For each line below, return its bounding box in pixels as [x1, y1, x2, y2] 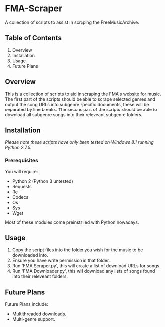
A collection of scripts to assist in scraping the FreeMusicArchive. [5, 19, 139, 25]
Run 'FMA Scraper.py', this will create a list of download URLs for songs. [12, 263, 161, 269]
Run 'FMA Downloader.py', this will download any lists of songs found [12, 268, 155, 274]
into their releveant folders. [12, 273, 68, 279]
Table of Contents [5, 34, 62, 42]
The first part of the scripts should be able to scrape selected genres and [5, 96, 156, 102]
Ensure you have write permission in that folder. [12, 257, 110, 264]
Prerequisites [5, 157, 38, 164]
